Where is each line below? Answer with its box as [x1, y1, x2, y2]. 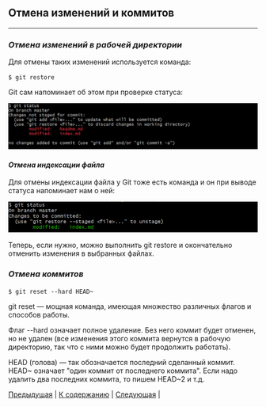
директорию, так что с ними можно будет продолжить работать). [8, 342, 231, 352]
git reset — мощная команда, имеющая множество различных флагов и [8, 301, 252, 311]
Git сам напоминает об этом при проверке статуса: [8, 87, 184, 97]
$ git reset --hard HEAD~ [8, 287, 93, 295]
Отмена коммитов [8, 268, 84, 280]
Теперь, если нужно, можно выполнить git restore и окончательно [8, 241, 233, 250]
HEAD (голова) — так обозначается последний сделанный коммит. [8, 357, 236, 367]
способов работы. [8, 310, 70, 319]
